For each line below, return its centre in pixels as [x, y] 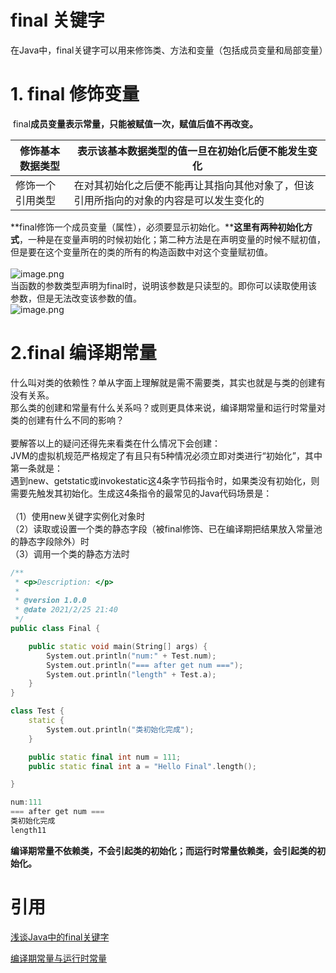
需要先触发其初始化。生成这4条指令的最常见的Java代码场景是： [141, 493]
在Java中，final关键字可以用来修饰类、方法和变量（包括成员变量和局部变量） [169, 50]
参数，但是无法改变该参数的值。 [76, 298]
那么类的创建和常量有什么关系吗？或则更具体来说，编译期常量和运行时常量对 [168, 407]
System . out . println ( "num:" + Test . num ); [131, 656]
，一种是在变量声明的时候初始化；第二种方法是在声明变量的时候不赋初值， [172, 239]
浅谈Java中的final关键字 [60, 937]
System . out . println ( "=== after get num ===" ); [145, 665]
